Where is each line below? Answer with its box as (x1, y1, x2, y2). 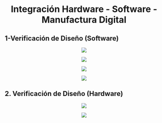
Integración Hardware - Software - (11, 3, 157, 15)
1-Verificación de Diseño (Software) (5, 34, 119, 42)
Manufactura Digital (41, 14, 127, 25)
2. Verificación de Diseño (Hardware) (5, 89, 123, 98)
